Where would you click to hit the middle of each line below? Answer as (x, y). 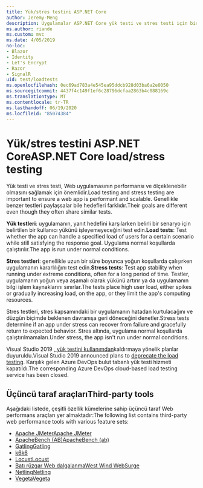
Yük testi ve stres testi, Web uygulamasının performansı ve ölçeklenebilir (96, 186)
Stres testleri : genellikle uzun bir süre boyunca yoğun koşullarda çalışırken (99, 261)
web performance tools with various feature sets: (67, 422)
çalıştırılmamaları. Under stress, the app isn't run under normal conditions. (98, 337)
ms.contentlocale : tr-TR (37, 102)
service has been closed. (37, 375)
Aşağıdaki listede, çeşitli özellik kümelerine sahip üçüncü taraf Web (90, 409)
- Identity (20, 57)
